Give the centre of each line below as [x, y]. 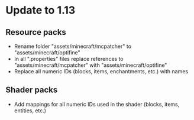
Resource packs [36, 32]
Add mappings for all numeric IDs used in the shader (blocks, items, [97, 104]
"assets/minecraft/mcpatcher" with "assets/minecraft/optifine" [90, 65]
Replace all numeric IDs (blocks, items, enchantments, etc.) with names [101, 71]
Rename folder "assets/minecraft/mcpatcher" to [72, 46]
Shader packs [32, 90]
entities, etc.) [30, 111]
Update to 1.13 [41, 10]
